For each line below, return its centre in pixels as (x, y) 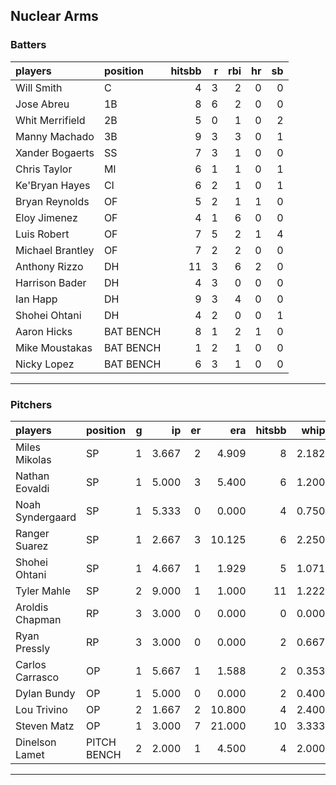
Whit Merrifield (50, 120)
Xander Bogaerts (55, 152)
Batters (28, 45)
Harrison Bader (51, 282)
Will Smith (39, 87)
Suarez (32, 546)
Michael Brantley (55, 250)
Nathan (32, 476)
